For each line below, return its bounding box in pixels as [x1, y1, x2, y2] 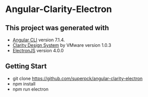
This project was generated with [5, 24, 110, 32]
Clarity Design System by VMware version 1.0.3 [12, 42, 112, 48]
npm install [12, 80, 36, 86]
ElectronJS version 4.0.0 [12, 48, 64, 53]
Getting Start [5, 62, 47, 71]
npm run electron [12, 86, 49, 92]
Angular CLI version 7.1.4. [12, 37, 65, 43]
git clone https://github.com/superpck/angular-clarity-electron [12, 75, 143, 81]
